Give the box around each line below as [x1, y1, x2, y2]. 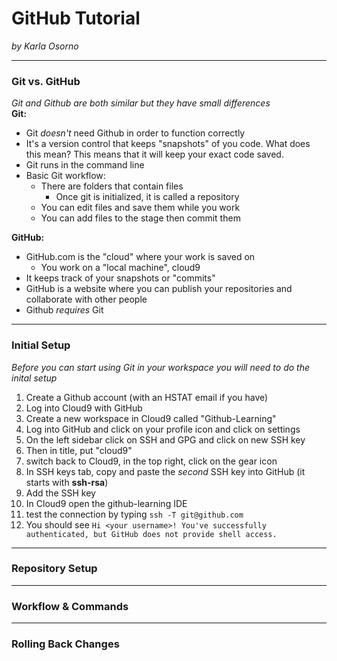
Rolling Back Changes [11, 637, 120, 651]
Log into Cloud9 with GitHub [25, 402, 143, 414]
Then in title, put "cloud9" [25, 444, 133, 456]
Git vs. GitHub [11, 74, 81, 88]
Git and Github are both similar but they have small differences [11, 97, 271, 109]
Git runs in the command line [25, 159, 145, 171]
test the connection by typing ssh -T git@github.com [25, 508, 244, 520]
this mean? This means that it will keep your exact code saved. [25, 148, 284, 161]
